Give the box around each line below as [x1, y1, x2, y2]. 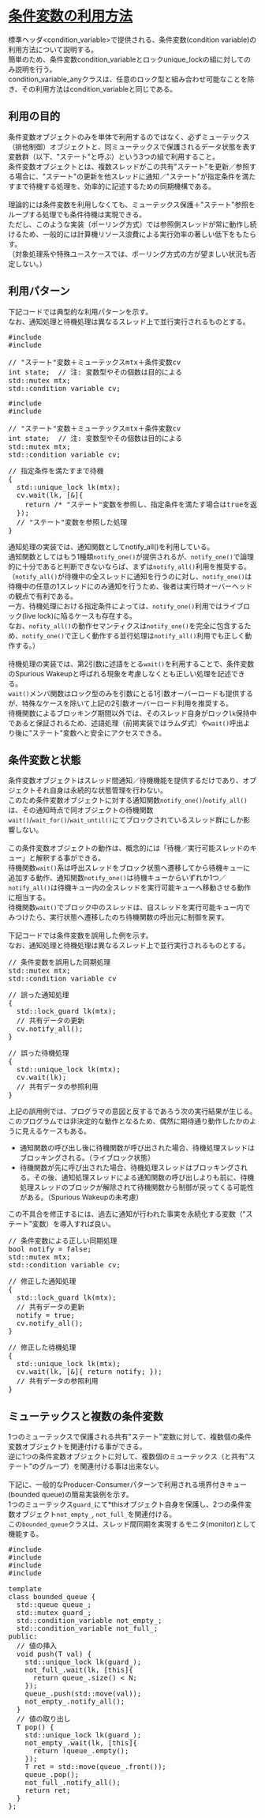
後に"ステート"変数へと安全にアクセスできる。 [14, 728, 166, 737]
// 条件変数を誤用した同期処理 [8, 958, 111, 967]
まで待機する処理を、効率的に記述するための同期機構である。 [14, 181, 215, 190]
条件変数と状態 [8, 753, 81, 766]
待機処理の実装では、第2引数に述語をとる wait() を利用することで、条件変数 [8, 659, 255, 668]
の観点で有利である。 [8, 591, 77, 600]
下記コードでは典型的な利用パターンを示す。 [8, 307, 152, 316]
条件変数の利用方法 [8, 7, 133, 25]
